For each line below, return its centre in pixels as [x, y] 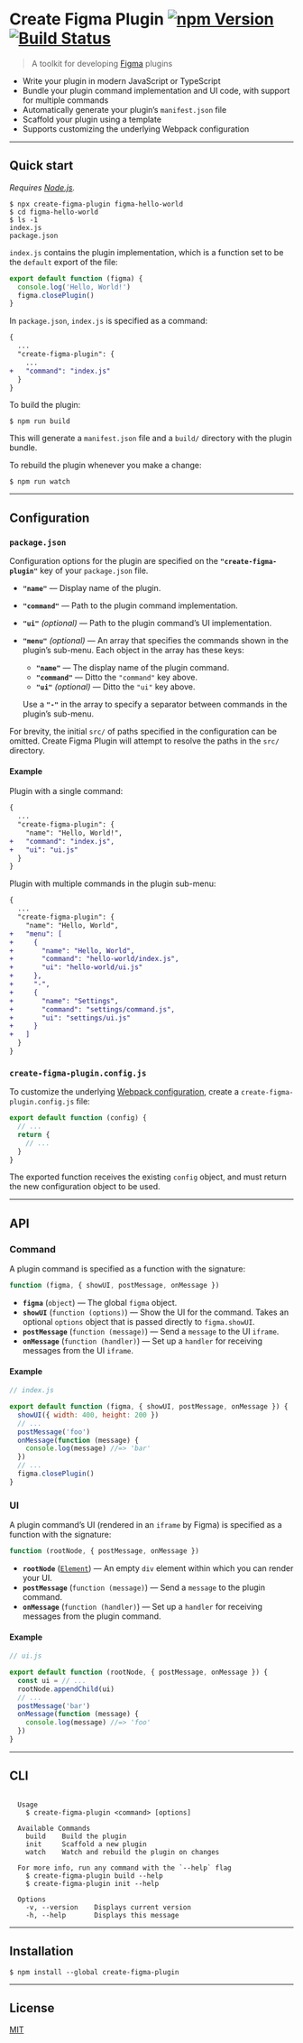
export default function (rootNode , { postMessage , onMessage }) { [139, 1673]
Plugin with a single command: [66, 791]
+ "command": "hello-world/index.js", [94, 959]
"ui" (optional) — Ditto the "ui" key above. [115, 687]
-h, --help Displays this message [102, 1915]
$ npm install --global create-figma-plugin [94, 1972]
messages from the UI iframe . [78, 1350]
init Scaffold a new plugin [86, 1844]
